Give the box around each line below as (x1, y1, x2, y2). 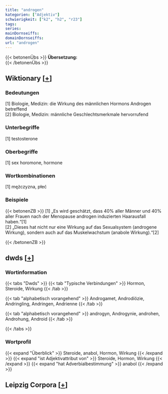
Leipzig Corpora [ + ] (5, 381, 68, 389)
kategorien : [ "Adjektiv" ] (5, 12, 60, 17)
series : (5, 26, 22, 31)
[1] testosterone (5, 135, 38, 141)
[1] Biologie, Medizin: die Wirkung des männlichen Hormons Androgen (5, 101, 151, 107)
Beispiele (5, 196, 29, 204)
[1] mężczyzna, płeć (5, 184, 47, 190)
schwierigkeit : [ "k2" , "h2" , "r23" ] (5, 17, 82, 22)
